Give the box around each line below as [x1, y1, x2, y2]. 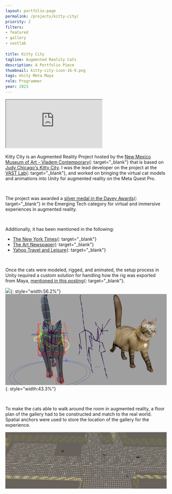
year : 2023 [5, 84, 29, 89]
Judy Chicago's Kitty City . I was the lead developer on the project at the [5, 164, 157, 170]
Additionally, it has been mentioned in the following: [5, 226, 114, 232]
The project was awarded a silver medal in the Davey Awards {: [5, 195, 137, 201]
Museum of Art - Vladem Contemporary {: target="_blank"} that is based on [5, 159, 164, 165]
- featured [5, 30, 29, 35]
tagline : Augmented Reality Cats [5, 57, 77, 62]
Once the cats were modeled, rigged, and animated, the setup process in [5, 267, 160, 273]
